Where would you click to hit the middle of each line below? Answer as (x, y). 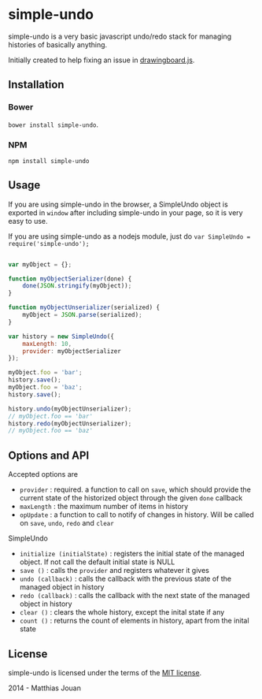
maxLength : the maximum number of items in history (104, 507)
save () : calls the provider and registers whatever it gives (114, 571)
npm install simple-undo (49, 161)
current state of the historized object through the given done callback (131, 498)
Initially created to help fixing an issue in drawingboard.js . (101, 60)
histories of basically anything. (58, 44)
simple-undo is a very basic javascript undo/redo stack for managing (120, 36)
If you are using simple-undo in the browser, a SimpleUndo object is (118, 204)
